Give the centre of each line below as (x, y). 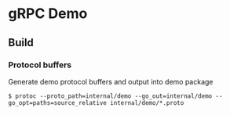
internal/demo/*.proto (147, 102)
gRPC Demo (48, 14)
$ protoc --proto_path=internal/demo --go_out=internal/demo (110, 96)
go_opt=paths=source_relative (58, 102)
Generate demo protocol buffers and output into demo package (111, 81)
